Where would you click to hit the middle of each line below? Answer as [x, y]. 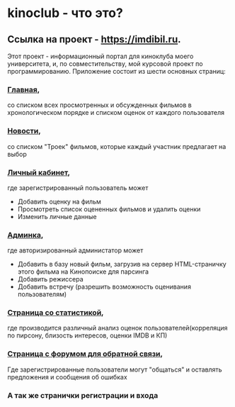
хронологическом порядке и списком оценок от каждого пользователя [116, 113]
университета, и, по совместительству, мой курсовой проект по [105, 64]
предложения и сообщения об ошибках [67, 377]
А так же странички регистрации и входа [83, 395]
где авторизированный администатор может [75, 250]
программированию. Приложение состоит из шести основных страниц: [116, 71]
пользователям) [42, 294]
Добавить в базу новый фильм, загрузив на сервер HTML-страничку [122, 264]
